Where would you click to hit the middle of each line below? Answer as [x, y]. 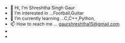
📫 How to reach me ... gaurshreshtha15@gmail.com [65, 24]
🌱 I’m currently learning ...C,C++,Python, [53, 18]
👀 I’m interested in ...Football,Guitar [47, 13]
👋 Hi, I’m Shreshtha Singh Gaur [43, 8]
